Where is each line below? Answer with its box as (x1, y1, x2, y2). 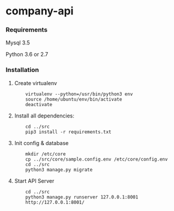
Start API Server (14, 177, 55, 184)
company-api (5, 4, 74, 18)
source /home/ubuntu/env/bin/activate (25, 96, 122, 103)
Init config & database (14, 139, 69, 146)
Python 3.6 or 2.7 (5, 51, 49, 58)
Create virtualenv (14, 79, 58, 86)
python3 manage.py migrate (25, 167, 93, 173)
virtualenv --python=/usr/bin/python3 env (25, 91, 133, 97)
